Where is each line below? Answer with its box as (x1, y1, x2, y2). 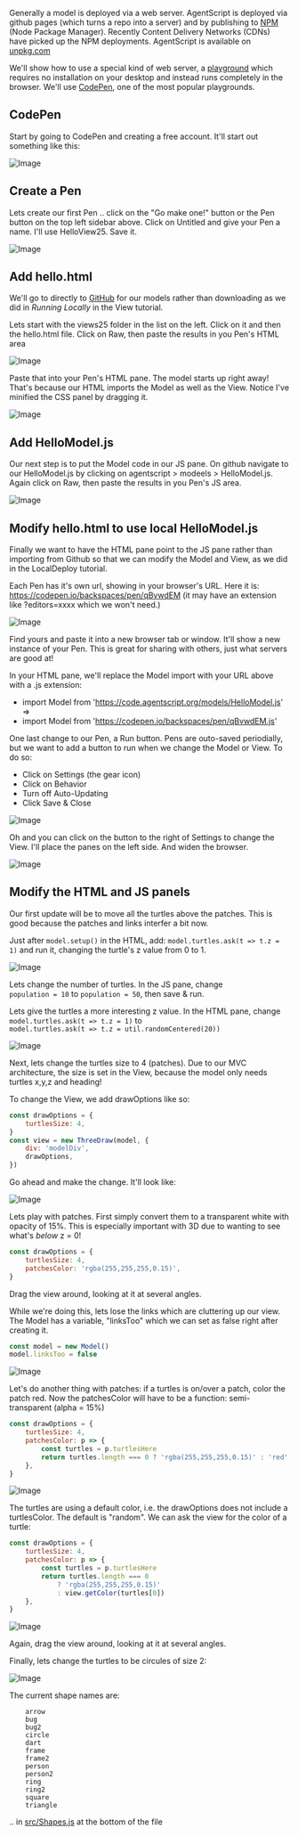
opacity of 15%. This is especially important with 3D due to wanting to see (9, 1220, 281, 1231)
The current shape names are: (9, 1690, 120, 1701)
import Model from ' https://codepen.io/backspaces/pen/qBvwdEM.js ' (21, 716, 278, 727)
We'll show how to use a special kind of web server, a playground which (9, 62, 273, 73)
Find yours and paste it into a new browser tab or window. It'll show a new (9, 634, 281, 645)
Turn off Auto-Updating (21, 788, 109, 799)
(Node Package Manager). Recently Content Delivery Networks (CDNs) (9, 27, 271, 37)
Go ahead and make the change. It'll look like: (9, 1177, 176, 1187)
